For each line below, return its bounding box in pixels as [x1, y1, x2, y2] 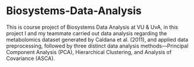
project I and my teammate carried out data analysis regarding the [6, 29, 167, 36]
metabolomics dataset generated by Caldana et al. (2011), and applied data [6, 36, 189, 43]
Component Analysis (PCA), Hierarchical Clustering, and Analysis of [6, 48, 172, 55]
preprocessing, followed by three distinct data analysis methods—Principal [6, 42, 189, 49]
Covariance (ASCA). [6, 55, 55, 62]
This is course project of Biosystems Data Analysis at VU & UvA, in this [6, 24, 179, 31]
